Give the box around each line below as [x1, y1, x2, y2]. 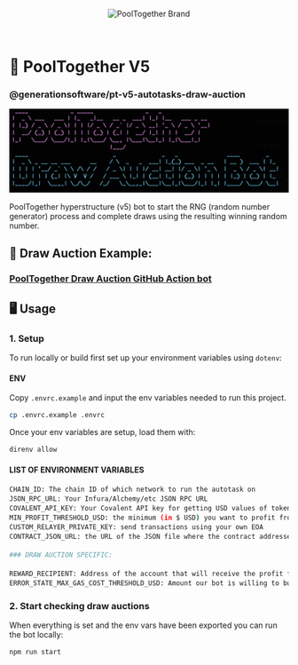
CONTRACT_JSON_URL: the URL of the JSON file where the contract [9, 532, 255, 541]
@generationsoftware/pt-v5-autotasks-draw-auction [9, 89, 246, 101]
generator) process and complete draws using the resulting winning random [9, 211, 288, 222]
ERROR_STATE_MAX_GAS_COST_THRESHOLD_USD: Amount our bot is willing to [9, 579, 279, 588]
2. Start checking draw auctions [9, 599, 150, 612]
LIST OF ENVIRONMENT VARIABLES [9, 464, 145, 475]
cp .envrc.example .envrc [9, 411, 105, 420]
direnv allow [9, 445, 58, 455]
